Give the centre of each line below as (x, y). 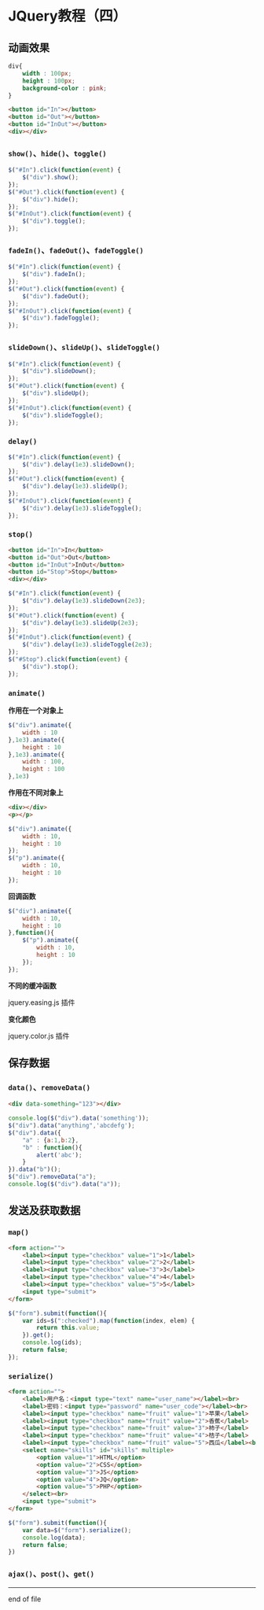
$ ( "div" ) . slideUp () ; (56, 393)
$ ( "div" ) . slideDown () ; (59, 371)
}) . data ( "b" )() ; (35, 1169)
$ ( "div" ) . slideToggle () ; (63, 415)
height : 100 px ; (49, 81)
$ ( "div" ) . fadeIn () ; (54, 275)
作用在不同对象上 (36, 792)
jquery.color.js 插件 (39, 1036)
